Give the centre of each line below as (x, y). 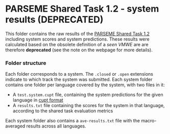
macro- (149, 121)
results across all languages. (56, 126)
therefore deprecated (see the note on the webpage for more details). (79, 50)
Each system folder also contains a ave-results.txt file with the (73, 121)
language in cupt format (38, 100)
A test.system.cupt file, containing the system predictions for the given (88, 95)
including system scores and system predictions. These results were (77, 39)
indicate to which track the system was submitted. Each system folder (79, 80)
